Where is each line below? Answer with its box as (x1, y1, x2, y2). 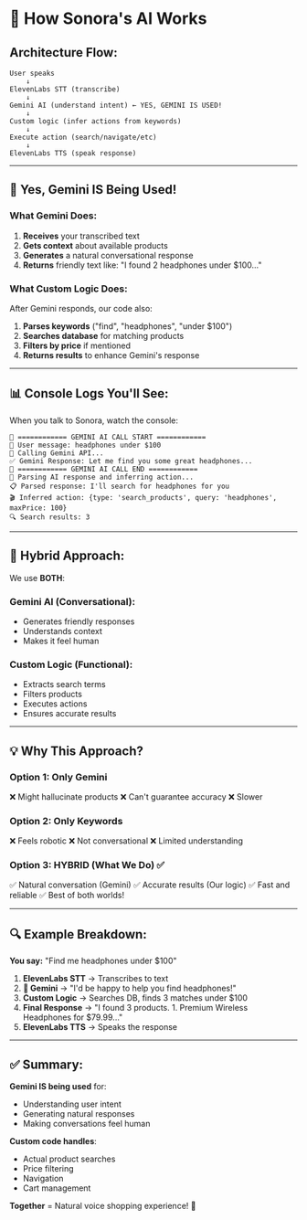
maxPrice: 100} (9, 503, 68, 513)
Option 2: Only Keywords (9, 814, 123, 827)
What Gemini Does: (9, 209, 98, 222)
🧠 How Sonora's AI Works (9, 8, 207, 29)
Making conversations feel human (22, 1119, 151, 1130)
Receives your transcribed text (22, 230, 140, 241)
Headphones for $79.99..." (22, 1012, 123, 1023)
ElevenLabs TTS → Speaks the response (22, 1022, 178, 1033)
